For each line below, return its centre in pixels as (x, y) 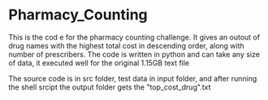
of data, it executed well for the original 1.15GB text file (99, 63)
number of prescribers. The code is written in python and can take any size (134, 54)
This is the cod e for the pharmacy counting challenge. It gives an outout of (134, 37)
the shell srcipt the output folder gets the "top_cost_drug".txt (110, 87)
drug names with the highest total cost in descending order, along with (127, 45)
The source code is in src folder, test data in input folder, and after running (133, 78)
